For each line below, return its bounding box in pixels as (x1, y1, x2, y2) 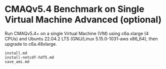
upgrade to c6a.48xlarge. (4, 41, 57, 47)
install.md (4, 51, 27, 56)
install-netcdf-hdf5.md (4, 55, 54, 60)
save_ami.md (4, 59, 29, 64)
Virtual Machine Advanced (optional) (4, 14, 162, 25)
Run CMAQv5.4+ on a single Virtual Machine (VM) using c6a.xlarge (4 (4, 30, 149, 36)
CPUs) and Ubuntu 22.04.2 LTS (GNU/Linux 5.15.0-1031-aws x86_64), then (4, 36, 158, 42)
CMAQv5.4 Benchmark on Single (4, 3, 144, 15)
